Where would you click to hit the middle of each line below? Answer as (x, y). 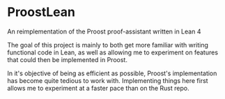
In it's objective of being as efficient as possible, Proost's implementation (112, 73)
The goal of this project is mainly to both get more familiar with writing (108, 45)
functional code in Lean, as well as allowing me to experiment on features (113, 52)
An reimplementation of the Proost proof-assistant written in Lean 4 (104, 31)
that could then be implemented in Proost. (67, 59)
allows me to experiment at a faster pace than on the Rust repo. (98, 88)
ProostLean (41, 12)
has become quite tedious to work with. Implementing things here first (108, 80)
